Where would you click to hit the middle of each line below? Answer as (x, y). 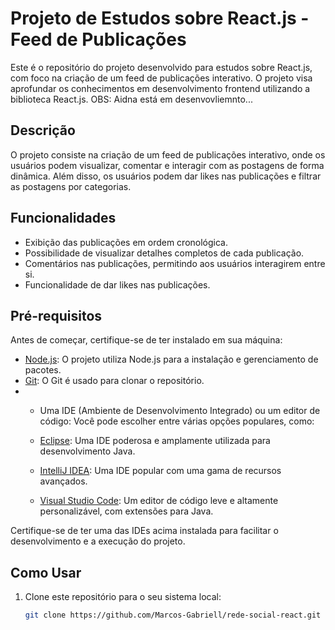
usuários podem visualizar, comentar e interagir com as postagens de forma (167, 165)
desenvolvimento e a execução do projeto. (98, 541)
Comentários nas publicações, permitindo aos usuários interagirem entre (175, 263)
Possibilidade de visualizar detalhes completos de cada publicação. (164, 253)
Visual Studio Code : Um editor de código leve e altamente (159, 501)
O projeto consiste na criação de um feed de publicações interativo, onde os (168, 154)
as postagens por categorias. (71, 186)
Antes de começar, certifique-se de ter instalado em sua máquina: (146, 340)
